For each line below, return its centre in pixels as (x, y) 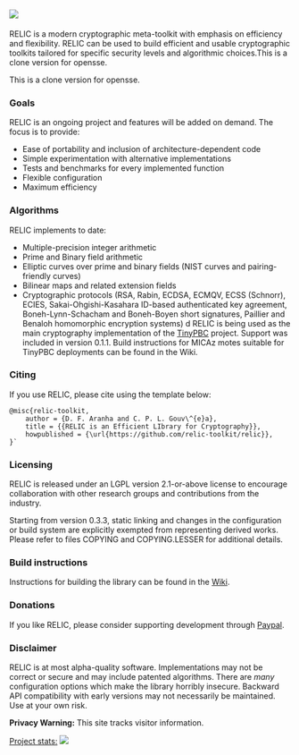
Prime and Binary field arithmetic (83, 257)
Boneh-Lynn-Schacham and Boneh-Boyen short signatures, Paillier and (154, 314)
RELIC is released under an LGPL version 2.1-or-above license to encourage (149, 484)
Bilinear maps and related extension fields (99, 285)
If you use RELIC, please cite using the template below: (110, 394)
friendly (37, 276)
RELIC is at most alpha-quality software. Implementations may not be (136, 667)
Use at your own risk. (48, 706)
